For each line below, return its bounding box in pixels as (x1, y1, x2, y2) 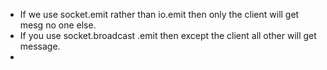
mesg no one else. (19, 19, 97, 31)
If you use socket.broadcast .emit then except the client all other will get (19, 30, 317, 41)
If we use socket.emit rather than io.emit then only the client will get (19, 9, 300, 20)
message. (19, 40, 61, 52)
